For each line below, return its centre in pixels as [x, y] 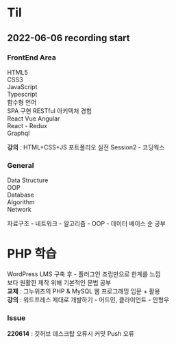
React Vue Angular [34, 119]
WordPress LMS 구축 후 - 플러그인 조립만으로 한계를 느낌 [84, 274]
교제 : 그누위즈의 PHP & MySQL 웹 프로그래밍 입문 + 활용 [84, 291]
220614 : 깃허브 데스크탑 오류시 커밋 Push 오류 [71, 334]
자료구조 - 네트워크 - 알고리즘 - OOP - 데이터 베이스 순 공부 [86, 223]
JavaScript [22, 86]
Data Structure [28, 180]
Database [21, 195]
